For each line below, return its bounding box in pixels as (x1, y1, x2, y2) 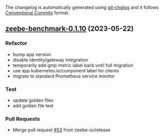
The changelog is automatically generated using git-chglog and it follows (5, 5, 159, 10)
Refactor (5, 40, 28, 47)
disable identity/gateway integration (12, 57, 88, 63)
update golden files (12, 97, 54, 103)
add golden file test (12, 102, 54, 108)
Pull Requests (5, 115, 40, 122)
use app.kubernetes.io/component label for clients (12, 67, 119, 73)
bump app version (12, 51, 51, 58)
